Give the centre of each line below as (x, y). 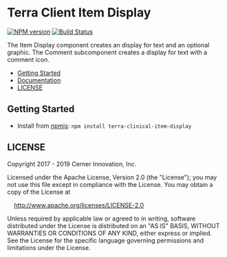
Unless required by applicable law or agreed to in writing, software (101, 219)
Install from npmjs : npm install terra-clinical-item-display (104, 126)
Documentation (39, 80)
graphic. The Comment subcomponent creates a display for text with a (107, 52)
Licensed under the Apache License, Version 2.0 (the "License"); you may (112, 177)
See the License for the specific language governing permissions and (106, 240)
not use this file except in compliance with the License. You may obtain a (110, 184)
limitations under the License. (49, 247)
